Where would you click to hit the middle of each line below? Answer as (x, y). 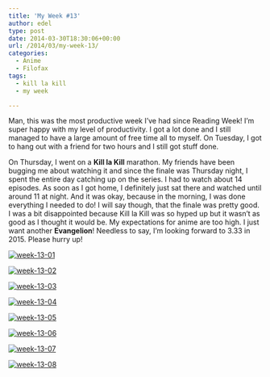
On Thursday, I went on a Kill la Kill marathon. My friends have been (122, 162)
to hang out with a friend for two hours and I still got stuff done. (114, 147)
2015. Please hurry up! (46, 240)
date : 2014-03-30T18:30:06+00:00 (64, 38)
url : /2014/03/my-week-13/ (54, 46)
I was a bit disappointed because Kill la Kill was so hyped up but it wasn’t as (134, 214)
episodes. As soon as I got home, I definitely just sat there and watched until (135, 188)
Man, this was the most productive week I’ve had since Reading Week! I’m (131, 121)
